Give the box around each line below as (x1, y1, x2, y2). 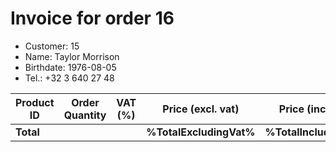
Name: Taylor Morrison (24, 50, 120, 62)
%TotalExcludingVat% (146, 125, 256, 139)
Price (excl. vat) (162, 102, 240, 116)
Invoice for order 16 (10, 7, 175, 30)
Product (15, 95, 55, 109)
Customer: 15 (24, 40, 80, 52)
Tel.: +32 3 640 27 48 (24, 72, 115, 84)
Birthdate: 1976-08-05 (24, 61, 117, 73)
